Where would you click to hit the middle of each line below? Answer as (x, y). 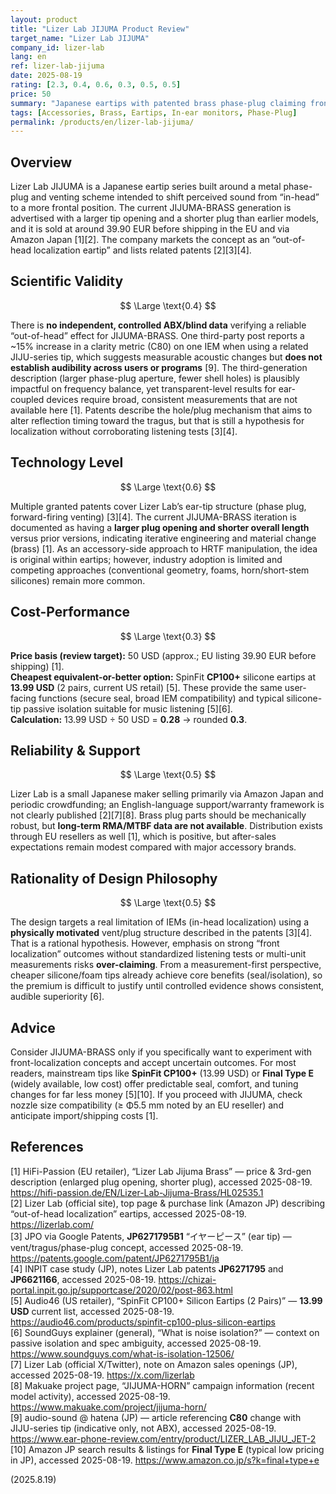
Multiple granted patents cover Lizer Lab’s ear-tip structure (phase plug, (158, 506)
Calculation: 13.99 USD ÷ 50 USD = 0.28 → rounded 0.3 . (129, 719)
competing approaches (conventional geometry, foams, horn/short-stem (160, 570)
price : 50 (31, 94)
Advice (33, 1027)
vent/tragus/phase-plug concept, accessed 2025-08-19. (127, 1247)
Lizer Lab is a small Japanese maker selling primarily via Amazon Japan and (167, 794)
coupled (27, 399)
